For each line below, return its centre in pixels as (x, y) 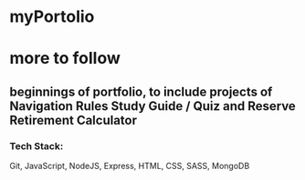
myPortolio (52, 17)
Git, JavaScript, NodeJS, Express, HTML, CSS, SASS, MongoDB (130, 166)
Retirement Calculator (74, 120)
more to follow (65, 59)
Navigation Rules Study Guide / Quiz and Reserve (153, 106)
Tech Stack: (37, 145)
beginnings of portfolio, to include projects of (141, 91)
